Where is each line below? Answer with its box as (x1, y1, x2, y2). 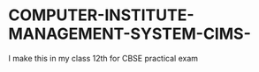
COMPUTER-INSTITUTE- (8, 5, 195, 25)
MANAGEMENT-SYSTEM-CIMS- (8, 24, 251, 44)
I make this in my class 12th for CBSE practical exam (8, 53, 199, 63)
